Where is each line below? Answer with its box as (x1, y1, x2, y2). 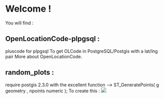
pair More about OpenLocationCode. (5, 53, 83, 59)
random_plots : (5, 68, 54, 77)
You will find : (5, 20, 34, 26)
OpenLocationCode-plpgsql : (5, 35, 100, 43)
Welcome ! (5, 3, 51, 15)
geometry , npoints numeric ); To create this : (5, 87, 100, 94)
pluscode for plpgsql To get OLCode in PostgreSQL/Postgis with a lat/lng (5, 48, 158, 54)
